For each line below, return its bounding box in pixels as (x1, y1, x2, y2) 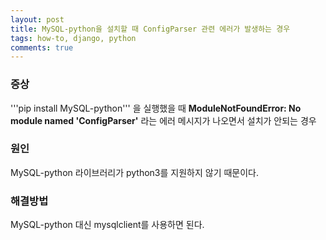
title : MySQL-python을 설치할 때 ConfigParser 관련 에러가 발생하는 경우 (10, 24, 291, 34)
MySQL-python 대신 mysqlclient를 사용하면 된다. (10, 219, 205, 231)
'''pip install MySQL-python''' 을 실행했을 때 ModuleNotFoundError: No (10, 102, 302, 114)
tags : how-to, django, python (10, 33, 137, 43)
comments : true (10, 42, 74, 53)
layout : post (10, 14, 65, 25)
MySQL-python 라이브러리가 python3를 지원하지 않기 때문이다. (10, 166, 260, 178)
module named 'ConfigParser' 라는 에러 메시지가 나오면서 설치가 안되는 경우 (10, 114, 317, 126)
